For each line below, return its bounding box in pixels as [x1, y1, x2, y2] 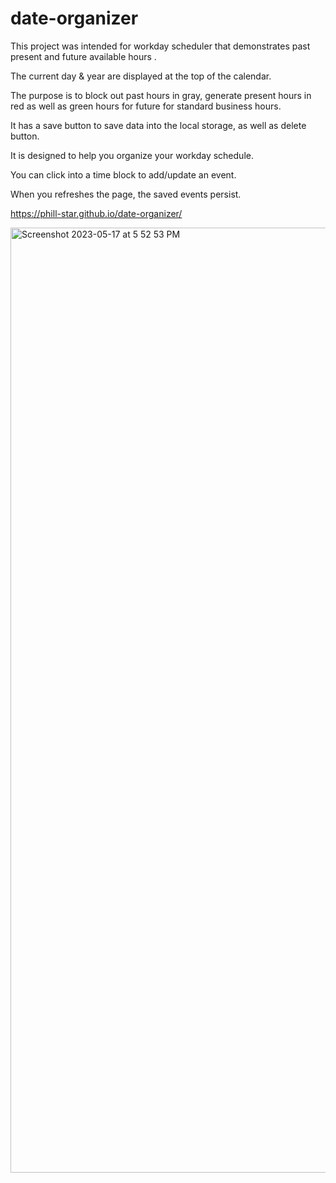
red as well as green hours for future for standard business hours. [10, 100, 282, 112]
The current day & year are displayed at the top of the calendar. [10, 70, 272, 82]
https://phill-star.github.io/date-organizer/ [10, 207, 183, 219]
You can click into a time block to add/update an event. [10, 168, 237, 181]
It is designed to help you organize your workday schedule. [10, 149, 254, 161]
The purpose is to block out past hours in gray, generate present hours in [10, 89, 312, 101]
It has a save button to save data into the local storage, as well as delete [10, 119, 307, 131]
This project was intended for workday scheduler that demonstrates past [10, 40, 311, 52]
